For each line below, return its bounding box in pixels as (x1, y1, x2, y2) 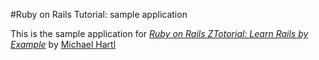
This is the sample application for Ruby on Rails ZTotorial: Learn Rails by (10, 28, 309, 39)
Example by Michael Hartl (10, 39, 117, 50)
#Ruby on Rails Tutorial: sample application (10, 9, 188, 20)
